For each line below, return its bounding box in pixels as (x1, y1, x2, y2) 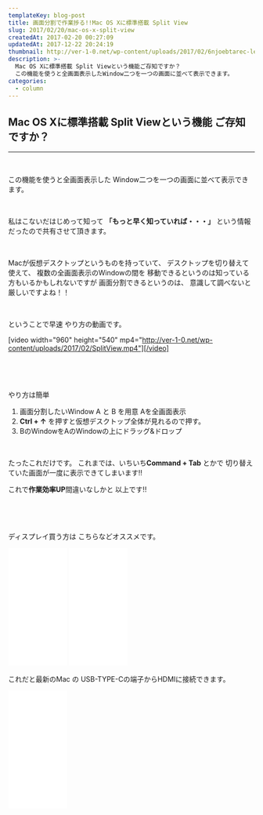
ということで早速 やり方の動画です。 (8, 319, 127, 329)
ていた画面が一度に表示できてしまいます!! (8, 468, 143, 478)
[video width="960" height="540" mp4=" (8, 335, 142, 345)
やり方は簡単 (8, 390, 49, 400)
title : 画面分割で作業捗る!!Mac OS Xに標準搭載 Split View (8, 19, 188, 27)
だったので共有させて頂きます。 (8, 227, 111, 236)
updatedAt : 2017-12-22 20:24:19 (8, 41, 113, 49)
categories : (8, 77, 47, 85)
